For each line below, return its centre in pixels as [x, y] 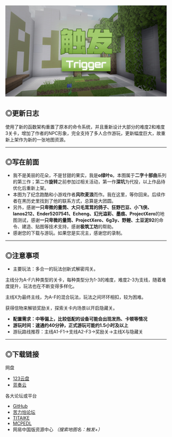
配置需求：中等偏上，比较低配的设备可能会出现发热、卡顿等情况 [80, 319]
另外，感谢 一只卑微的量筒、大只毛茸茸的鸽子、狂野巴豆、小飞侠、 [82, 207]
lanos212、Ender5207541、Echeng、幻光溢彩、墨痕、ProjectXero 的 [86, 214]
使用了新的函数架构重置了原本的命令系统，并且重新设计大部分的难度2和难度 [85, 127]
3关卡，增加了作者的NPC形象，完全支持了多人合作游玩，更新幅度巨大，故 [83, 133]
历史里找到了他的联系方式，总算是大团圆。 [71, 201]
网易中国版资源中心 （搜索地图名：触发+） [58, 429]
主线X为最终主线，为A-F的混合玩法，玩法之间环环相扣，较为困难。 [76, 297]
